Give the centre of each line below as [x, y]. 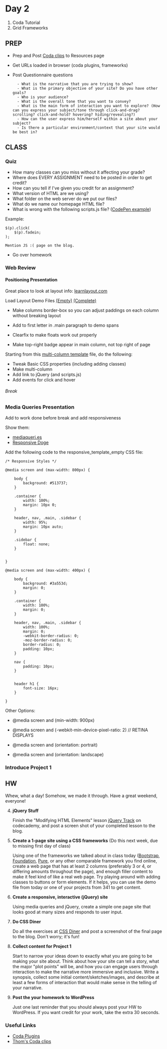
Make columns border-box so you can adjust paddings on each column [85, 310]
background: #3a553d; [46, 584]
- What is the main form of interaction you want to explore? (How [89, 106]
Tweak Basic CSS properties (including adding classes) [69, 364]
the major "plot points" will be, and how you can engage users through [85, 966]
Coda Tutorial [26, 22]
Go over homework [32, 255]
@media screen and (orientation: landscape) [58, 755]
